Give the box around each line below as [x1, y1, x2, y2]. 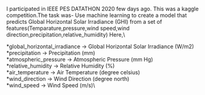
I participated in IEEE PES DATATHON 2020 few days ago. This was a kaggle [6, 5, 199, 12]
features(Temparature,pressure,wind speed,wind [6, 24, 130, 32]
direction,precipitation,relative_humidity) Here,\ [6, 31, 125, 38]
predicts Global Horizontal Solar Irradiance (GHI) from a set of [6, 18, 162, 25]
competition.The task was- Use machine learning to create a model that [6, 12, 187, 19]
